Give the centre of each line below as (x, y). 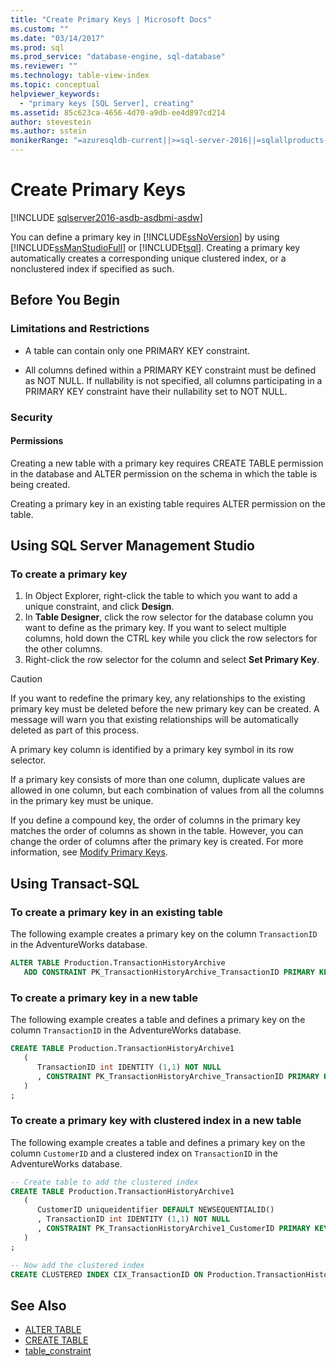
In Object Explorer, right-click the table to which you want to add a (161, 596)
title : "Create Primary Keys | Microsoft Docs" (111, 19)
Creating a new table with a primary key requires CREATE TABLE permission (167, 463)
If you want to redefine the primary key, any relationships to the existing (158, 698)
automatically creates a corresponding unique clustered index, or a (148, 258)
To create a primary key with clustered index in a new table (156, 1121)
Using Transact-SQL (75, 883)
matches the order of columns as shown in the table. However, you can (157, 831)
